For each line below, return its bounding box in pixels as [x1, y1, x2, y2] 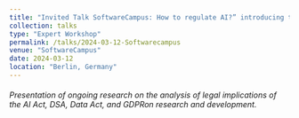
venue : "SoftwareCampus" [9, 46, 101, 55]
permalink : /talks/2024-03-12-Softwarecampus [9, 37, 181, 47]
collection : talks [9, 21, 77, 30]
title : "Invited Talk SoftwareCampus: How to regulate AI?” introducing [9, 12, 285, 22]
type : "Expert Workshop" [9, 29, 101, 38]
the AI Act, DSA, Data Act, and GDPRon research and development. [9, 99, 257, 110]
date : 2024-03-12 [9, 54, 74, 63]
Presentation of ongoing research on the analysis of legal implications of [9, 90, 278, 100]
